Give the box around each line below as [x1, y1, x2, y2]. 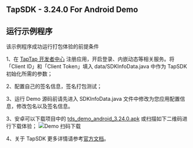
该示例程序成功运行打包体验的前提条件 [6, 43, 99, 50]
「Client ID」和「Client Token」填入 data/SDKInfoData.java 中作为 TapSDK [6, 63, 187, 70]
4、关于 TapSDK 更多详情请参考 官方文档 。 [6, 135, 109, 142]
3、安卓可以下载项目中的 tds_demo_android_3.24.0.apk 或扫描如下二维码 [6, 115, 182, 123]
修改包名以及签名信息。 [16, 103, 74, 110]
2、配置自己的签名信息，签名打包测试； [6, 83, 102, 90]
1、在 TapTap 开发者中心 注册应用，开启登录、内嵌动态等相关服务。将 [6, 55, 175, 63]
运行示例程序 [6, 26, 53, 36]
